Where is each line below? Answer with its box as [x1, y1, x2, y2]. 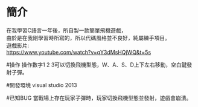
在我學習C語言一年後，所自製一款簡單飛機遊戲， [6, 27, 127, 34]
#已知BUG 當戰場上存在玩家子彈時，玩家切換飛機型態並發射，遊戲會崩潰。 [6, 94, 192, 102]
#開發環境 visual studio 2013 [6, 81, 77, 88]
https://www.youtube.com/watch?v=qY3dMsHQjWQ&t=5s [6, 48, 152, 56]
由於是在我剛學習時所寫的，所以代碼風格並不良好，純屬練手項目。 [6, 34, 170, 41]
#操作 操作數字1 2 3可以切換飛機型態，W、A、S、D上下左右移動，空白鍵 [6, 61, 187, 68]
